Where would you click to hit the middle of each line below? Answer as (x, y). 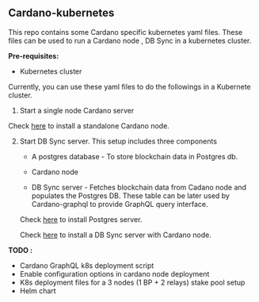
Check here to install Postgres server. (81, 219)
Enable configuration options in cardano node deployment (114, 273)
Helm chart (38, 291)
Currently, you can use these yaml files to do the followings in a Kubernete (129, 86)
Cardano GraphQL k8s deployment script (87, 266)
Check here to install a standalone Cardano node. (89, 125)
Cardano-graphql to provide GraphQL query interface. (120, 204)
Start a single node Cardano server (77, 110)
